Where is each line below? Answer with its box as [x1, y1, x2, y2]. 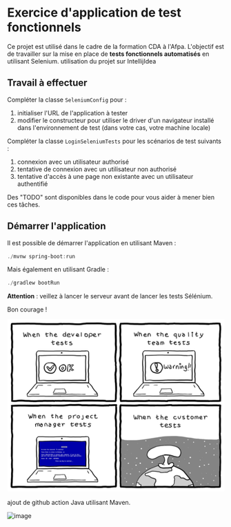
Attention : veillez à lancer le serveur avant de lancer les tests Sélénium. [7, 292, 213, 300]
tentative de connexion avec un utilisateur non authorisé [17, 164, 177, 173]
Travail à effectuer [7, 77, 88, 89]
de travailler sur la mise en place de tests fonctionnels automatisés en [7, 50, 210, 58]
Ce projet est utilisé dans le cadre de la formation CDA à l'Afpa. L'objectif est [7, 42, 224, 50]
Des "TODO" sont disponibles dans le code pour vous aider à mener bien [7, 193, 215, 201]
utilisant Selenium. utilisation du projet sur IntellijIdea [7, 57, 157, 65]
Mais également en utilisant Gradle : [7, 265, 109, 274]
